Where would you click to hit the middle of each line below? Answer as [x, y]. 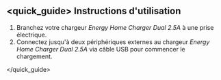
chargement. [34, 56]
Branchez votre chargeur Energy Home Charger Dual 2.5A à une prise [115, 27]
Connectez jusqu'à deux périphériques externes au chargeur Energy [113, 42]
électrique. [31, 35]
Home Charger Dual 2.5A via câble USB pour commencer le [101, 49]
